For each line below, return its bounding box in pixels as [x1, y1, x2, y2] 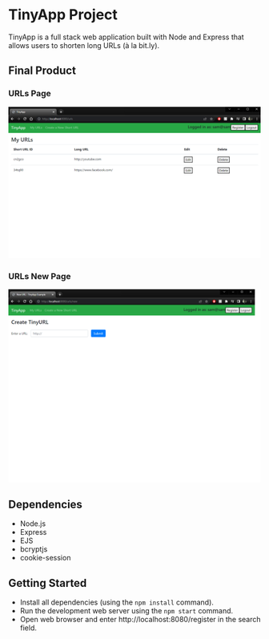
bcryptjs [19, 544, 48, 554]
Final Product [8, 64, 76, 78]
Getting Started [8, 576, 87, 590]
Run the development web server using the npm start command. [19, 606, 234, 616]
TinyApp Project [8, 6, 118, 24]
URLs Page [8, 88, 51, 99]
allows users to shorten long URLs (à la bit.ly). [8, 40, 160, 50]
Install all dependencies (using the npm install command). [19, 597, 215, 607]
